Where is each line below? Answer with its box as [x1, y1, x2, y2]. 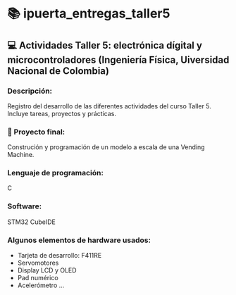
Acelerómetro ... [17, 281, 65, 289]
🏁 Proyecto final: [7, 127, 66, 137]
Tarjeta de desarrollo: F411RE [17, 251, 102, 260]
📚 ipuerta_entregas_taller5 [7, 6, 170, 22]
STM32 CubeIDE [7, 218, 56, 226]
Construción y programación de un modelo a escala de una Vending [7, 143, 206, 151]
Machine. [7, 151, 35, 159]
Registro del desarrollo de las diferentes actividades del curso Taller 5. [7, 101, 211, 110]
